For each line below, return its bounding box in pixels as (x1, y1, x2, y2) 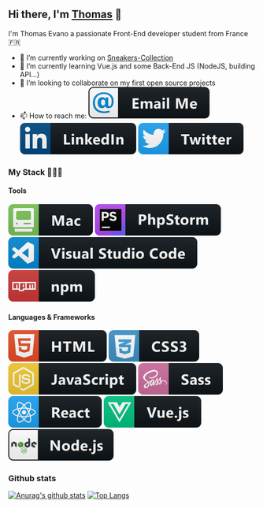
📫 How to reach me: (19, 111, 87, 121)
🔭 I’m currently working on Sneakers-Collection (19, 53, 174, 62)
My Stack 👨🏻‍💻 (8, 166, 63, 177)
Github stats (8, 473, 57, 484)
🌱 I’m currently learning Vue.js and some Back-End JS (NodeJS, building (19, 61, 256, 71)
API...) (19, 69, 40, 79)
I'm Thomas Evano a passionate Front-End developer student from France (8, 28, 249, 38)
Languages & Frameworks (8, 312, 96, 321)
